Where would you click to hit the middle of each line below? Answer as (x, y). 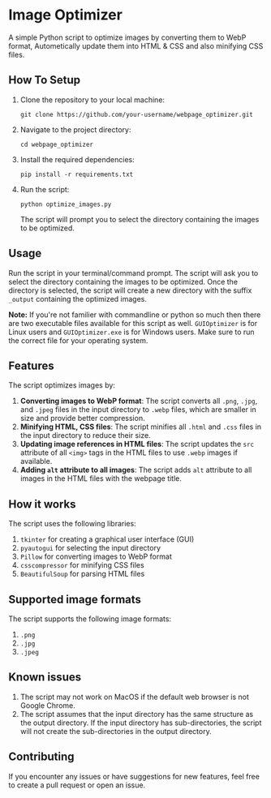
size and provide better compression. (82, 418)
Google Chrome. (47, 705)
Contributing (41, 757)
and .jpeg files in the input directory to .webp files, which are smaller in (138, 410)
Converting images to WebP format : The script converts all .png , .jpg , (139, 401)
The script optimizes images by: (62, 385)
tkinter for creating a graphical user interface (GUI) (107, 539)
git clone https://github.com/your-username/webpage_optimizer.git (136, 114)
